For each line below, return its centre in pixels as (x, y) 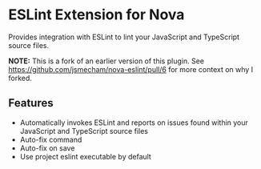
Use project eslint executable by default (86, 156)
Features (31, 103)
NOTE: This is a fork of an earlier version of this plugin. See (106, 61)
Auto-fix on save (47, 148)
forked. (20, 78)
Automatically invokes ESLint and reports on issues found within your (134, 123)
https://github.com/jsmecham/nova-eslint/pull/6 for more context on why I (131, 69)
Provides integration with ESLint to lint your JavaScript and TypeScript (124, 37)
